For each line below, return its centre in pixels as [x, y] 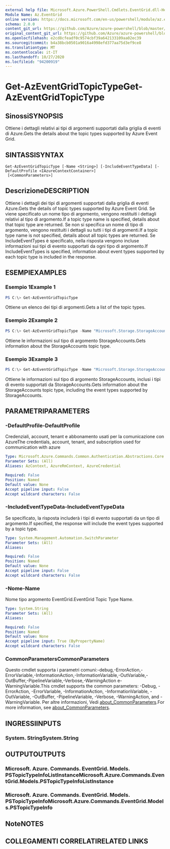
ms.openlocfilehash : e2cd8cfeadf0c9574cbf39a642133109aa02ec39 [73, 38]
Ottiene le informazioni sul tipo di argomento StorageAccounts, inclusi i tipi [83, 379]
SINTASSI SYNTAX [35, 155]
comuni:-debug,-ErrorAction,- [112, 670]
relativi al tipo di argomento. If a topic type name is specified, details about [82, 219]
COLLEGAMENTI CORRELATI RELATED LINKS [77, 841]
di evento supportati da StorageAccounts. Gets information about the [76, 385]
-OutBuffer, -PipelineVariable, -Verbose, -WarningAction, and [96, 697]
